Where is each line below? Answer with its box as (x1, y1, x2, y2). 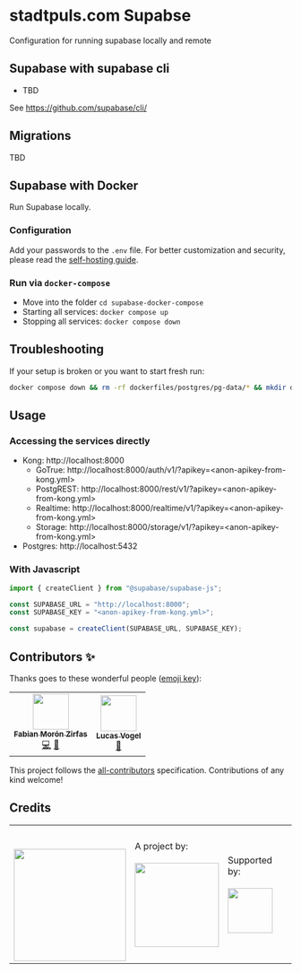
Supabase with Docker (9, 178, 139, 193)
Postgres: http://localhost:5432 (21, 541, 138, 552)
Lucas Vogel (96, 731, 142, 741)
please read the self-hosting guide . (9, 254, 139, 265)
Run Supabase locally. (9, 202, 91, 213)
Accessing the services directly (9, 434, 150, 447)
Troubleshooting (9, 342, 105, 357)
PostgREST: (35, 483, 80, 494)
